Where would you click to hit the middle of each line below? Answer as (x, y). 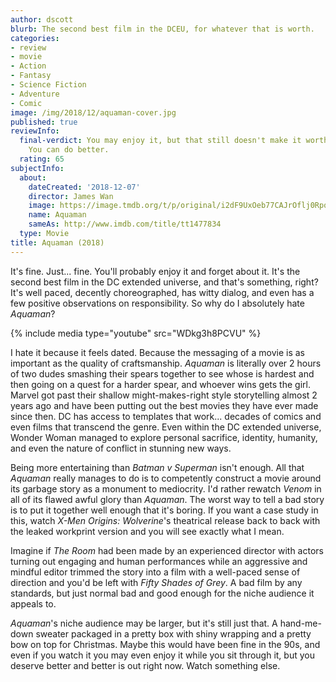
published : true (44, 122)
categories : (35, 38)
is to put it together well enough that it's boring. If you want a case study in (164, 510)
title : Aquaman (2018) (57, 242)
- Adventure (35, 94)
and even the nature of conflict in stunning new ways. (121, 448)
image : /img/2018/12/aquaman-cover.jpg (93, 112)
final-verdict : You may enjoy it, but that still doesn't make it (160, 141)
